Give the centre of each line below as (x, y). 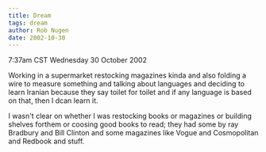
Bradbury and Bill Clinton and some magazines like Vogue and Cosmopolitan (133, 133)
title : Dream (30, 15)
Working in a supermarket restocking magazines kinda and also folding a (127, 75)
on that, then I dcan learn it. (53, 101)
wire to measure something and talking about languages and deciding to (126, 84)
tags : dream (28, 23)
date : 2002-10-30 (37, 38)
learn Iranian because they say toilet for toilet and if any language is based (130, 93)
